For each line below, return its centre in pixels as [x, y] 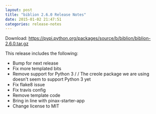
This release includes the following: [42, 53]
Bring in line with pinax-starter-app [48, 101]
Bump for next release [35, 63]
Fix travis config [29, 90]
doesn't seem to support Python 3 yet [52, 79]
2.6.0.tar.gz [17, 44]
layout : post [19, 10]
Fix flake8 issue [29, 85]
